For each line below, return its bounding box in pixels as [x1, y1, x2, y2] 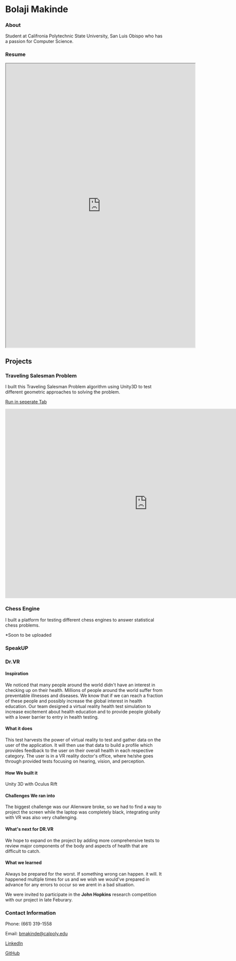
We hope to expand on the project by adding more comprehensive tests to [5, 837, 160, 843]
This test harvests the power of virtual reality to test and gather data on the [5, 737, 161, 743]
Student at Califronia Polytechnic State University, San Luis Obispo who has [5, 33, 163, 39]
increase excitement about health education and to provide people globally [5, 709, 161, 715]
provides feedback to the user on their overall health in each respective [5, 747, 154, 753]
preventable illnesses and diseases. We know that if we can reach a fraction [5, 692, 163, 698]
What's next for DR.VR [5, 826, 54, 832]
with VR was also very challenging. [5, 815, 78, 821]
